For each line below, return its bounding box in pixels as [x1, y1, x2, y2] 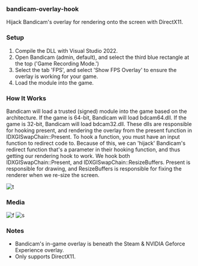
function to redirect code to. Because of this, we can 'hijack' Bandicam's [6, 139, 186, 147]
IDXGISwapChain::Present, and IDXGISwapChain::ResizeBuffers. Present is [6, 159, 191, 166]
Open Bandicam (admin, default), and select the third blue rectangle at [14, 53, 190, 61]
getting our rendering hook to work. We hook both [6, 152, 130, 159]
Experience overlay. [14, 247, 64, 254]
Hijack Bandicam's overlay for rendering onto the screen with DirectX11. [6, 19, 184, 26]
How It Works [6, 94, 47, 102]
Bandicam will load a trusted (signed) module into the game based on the [6, 107, 187, 115]
